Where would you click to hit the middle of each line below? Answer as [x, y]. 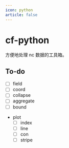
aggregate [24, 101]
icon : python [19, 10]
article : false [21, 15]
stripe [27, 140]
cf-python [27, 40]
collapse [21, 95]
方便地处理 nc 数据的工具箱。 [36, 55]
